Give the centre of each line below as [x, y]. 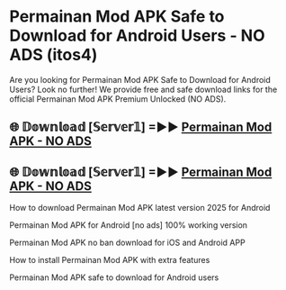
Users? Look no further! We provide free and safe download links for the [143, 89]
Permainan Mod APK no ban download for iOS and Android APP [127, 243]
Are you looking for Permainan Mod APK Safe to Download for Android [140, 79]
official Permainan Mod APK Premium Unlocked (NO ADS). [118, 99]
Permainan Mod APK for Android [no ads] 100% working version [129, 225]
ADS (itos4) [54, 55]
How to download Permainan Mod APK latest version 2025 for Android [140, 208]
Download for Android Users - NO [137, 36]
